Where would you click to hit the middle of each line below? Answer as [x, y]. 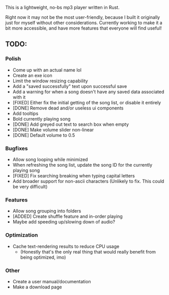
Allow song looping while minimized [50, 159]
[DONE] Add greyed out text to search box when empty [71, 124]
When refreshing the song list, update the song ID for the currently [82, 165]
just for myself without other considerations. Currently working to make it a [84, 23]
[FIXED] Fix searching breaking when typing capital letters [74, 175]
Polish [13, 59]
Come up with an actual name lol [47, 70]
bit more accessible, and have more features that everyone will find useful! [83, 28]
